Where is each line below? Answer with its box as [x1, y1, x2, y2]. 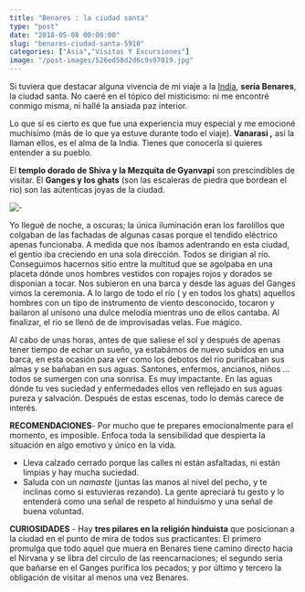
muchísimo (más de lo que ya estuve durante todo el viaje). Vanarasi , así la [9, 128, 295, 138]
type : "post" [9, 22, 59, 31]
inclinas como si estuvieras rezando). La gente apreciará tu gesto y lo [22, 486, 285, 497]
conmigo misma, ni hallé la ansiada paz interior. [9, 100, 188, 111]
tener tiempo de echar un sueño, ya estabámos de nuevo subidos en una [9, 344, 285, 354]
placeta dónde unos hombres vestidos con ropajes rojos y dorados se [9, 269, 272, 279]
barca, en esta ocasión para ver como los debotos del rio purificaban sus [9, 354, 285, 365]
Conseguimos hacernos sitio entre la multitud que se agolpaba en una [9, 259, 273, 270]
